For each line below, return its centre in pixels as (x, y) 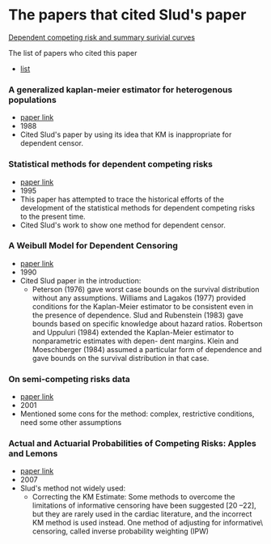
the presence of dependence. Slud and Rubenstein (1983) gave (138, 315)
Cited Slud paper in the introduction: (80, 280)
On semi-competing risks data (70, 379)
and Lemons (33, 453)
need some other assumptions (71, 423)
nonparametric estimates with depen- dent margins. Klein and (135, 341)
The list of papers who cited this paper (73, 53)
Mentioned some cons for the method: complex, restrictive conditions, (137, 414)
